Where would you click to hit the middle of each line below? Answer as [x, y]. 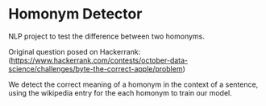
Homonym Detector [75, 14]
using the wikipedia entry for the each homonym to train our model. [120, 92]
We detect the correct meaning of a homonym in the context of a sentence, [133, 84]
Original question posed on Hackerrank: [75, 51]
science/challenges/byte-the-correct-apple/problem [96, 68]
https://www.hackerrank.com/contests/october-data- [100, 60]
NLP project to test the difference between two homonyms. [107, 36]
